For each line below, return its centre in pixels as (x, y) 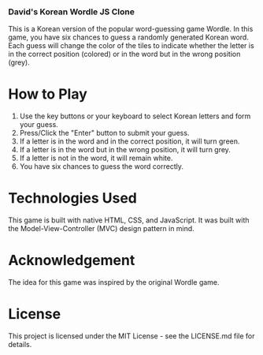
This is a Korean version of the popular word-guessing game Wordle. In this (131, 29)
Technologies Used (73, 198)
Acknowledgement (72, 261)
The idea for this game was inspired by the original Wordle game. (114, 282)
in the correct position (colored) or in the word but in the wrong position (124, 54)
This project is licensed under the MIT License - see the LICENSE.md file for (131, 336)
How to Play (48, 94)
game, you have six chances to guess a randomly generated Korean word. (129, 37)
